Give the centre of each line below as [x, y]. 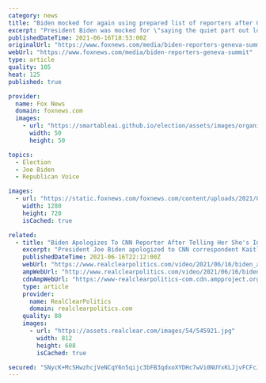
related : [23, 235]
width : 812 [55, 338]
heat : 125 [25, 75]
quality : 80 [42, 316]
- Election [33, 162]
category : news [33, 15]
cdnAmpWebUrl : [46, 279]
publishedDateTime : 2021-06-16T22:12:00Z [91, 257]
